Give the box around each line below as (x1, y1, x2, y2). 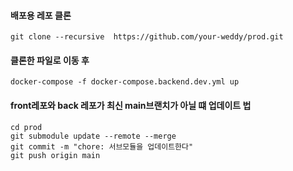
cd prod (10, 122, 43, 132)
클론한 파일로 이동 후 (10, 54, 90, 66)
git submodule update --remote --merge (10, 131, 177, 141)
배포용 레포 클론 (10, 9, 72, 21)
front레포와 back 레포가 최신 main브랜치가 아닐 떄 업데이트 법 (10, 100, 252, 111)
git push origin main (10, 150, 101, 160)
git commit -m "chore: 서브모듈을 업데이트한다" (10, 141, 194, 152)
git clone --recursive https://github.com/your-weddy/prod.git (10, 32, 284, 42)
